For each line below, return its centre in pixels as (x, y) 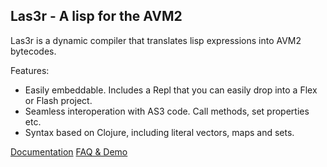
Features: (30, 70)
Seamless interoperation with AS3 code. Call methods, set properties (167, 111)
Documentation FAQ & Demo (69, 151)
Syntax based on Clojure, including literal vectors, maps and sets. (159, 132)
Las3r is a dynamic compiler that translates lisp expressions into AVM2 (156, 40)
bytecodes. (33, 51)
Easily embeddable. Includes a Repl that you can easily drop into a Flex (171, 90)
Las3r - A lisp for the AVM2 (96, 16)
